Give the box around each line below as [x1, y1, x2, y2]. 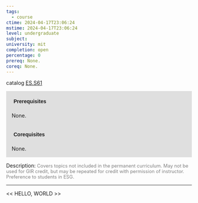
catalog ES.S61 [6, 79, 42, 86]
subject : [6, 36, 28, 42]
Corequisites [14, 131, 45, 138]
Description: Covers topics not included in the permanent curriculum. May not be [6, 162, 189, 169]
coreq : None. [6, 63, 38, 69]
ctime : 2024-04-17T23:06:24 [6, 19, 75, 25]
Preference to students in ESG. [6, 174, 75, 180]
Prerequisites [14, 98, 47, 105]
